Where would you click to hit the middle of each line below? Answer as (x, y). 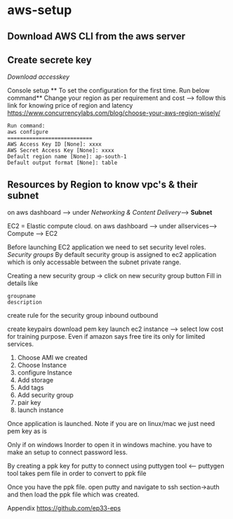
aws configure (28, 132)
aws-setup (40, 10)
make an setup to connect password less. (67, 452)
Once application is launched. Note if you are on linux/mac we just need (111, 424)
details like (23, 283)
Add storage (35, 380)
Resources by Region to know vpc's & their (102, 184)
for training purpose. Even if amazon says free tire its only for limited (106, 337)
